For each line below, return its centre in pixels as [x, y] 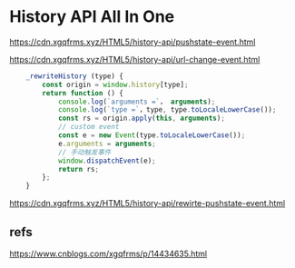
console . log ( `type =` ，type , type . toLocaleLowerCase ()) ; [167, 110]
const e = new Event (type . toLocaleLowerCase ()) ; [152, 135]
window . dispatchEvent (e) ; [107, 161]
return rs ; [79, 169]
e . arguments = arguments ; [107, 144]
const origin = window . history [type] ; [115, 84]
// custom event [88, 127]
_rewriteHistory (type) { [75, 76]
